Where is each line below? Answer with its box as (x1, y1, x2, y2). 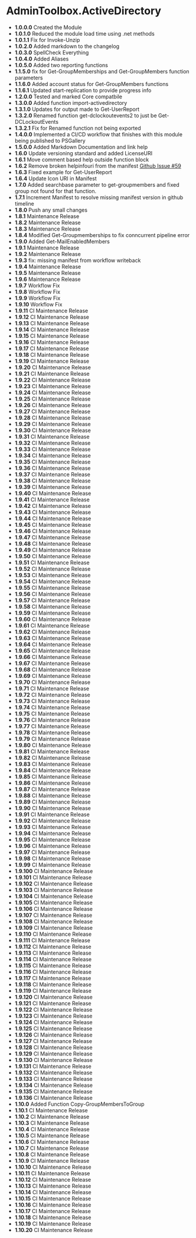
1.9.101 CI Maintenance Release (14, 874, 92, 881)
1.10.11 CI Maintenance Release (14, 1169, 90, 1177)
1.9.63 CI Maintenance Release (14, 634, 91, 641)
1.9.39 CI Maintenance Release (14, 483, 91, 490)
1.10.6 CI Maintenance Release (14, 1138, 90, 1145)
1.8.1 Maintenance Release (14, 212, 80, 220)
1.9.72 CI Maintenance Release (14, 691, 90, 698)
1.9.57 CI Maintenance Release (14, 597, 90, 604)
